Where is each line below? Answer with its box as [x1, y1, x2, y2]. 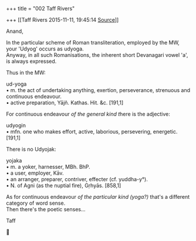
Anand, [6, 28, 23, 35]
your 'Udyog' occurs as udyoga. [6, 45, 84, 52]
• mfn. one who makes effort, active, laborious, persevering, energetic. [6, 128, 178, 135]
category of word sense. [6, 199, 66, 206]
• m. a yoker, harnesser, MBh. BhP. [6, 164, 91, 170]
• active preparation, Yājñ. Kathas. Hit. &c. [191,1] [6, 99, 124, 106]
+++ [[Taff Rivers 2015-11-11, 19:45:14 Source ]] [6, 16, 119, 23]
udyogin [6, 122, 26, 128]
